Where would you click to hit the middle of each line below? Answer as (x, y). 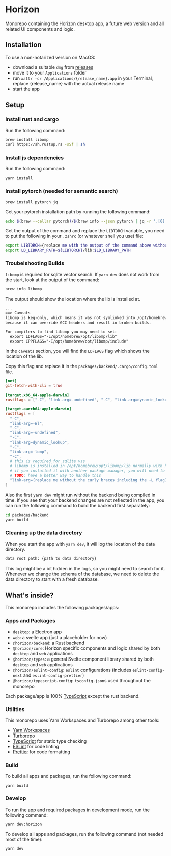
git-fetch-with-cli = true (34, 386)
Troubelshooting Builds (35, 263)
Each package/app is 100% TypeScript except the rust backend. (73, 696)
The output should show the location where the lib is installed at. (73, 299)
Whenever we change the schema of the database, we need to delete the (82, 574)
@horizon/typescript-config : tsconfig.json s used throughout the (82, 680)
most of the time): (24, 839)
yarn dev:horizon (24, 824)
